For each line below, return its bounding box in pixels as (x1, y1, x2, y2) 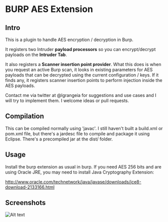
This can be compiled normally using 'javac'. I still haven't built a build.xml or (5, 125, 163, 131)
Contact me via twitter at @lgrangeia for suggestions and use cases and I (5, 92, 156, 98)
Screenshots (5, 198, 46, 207)
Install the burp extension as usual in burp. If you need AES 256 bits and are (5, 163, 161, 169)
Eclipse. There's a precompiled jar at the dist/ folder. (5, 136, 113, 142)
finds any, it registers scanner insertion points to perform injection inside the (5, 77, 162, 83)
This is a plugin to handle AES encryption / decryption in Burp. (5, 36, 133, 42)
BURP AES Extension (5, 3, 93, 15)
